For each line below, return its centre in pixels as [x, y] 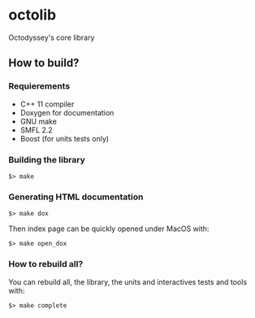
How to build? [44, 63]
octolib [32, 15]
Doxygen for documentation [67, 112]
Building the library [47, 159]
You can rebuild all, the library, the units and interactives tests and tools [128, 281]
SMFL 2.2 [36, 130]
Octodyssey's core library [52, 37]
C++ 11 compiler [47, 104]
